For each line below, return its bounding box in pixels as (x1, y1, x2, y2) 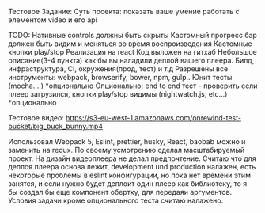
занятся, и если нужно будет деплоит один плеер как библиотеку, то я (8, 179, 248, 188)
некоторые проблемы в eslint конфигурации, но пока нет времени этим (8, 170, 252, 180)
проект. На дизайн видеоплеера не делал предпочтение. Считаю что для (8, 154, 256, 163)
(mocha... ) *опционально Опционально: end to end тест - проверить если (8, 81, 258, 90)
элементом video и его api (8, 15, 97, 25)
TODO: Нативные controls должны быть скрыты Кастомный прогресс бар (8, 31, 257, 40)
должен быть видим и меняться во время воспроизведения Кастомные (8, 39, 252, 48)
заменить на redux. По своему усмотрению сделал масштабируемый (8, 146, 245, 154)
